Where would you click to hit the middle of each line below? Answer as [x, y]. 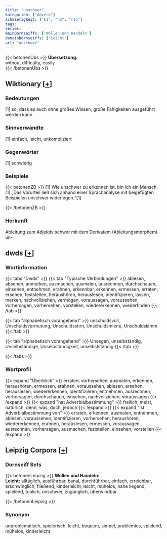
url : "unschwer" [22, 43]
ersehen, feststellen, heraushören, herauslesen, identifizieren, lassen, [78, 295]
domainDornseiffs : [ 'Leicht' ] [37, 38]
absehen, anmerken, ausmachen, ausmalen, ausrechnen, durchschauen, [81, 284]
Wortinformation [26, 267]
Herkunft [16, 221]
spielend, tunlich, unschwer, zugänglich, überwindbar [61, 492]
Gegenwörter [22, 152]
